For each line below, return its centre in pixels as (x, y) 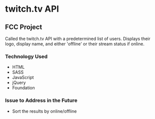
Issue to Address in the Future (41, 100)
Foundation (23, 88)
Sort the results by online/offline (44, 111)
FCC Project (24, 27)
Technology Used (26, 56)
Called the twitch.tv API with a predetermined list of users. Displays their (78, 39)
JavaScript (23, 78)
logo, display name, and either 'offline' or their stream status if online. (75, 44)
